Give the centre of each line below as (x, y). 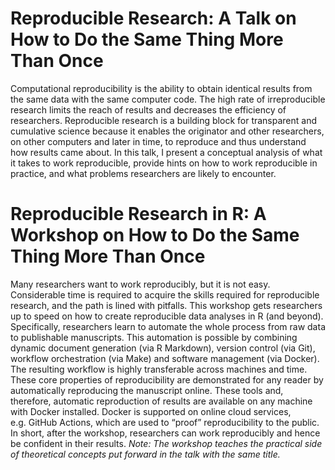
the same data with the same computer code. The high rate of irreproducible (168, 99)
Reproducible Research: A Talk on (153, 18)
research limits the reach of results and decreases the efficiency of (148, 109)
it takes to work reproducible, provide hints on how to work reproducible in (164, 163)
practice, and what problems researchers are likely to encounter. (143, 173)
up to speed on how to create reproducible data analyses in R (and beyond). (167, 316)
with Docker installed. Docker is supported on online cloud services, (151, 411)
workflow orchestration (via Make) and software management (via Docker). (165, 358)
